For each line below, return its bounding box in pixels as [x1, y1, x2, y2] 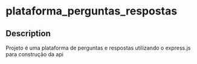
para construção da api [5, 51, 64, 58]
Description [5, 28, 51, 39]
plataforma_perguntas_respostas [5, 4, 178, 18]
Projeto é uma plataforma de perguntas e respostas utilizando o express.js [5, 44, 191, 51]
